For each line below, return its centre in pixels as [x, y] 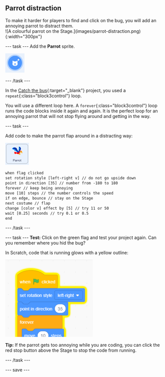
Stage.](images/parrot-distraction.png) [100, 31]
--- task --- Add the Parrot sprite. [40, 46]
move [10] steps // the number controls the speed [59, 193]
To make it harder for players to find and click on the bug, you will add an [81, 20]
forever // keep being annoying [39, 188]
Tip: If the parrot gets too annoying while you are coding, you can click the [82, 345]
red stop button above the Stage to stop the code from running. [71, 350]
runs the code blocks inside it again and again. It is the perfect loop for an [82, 111]
